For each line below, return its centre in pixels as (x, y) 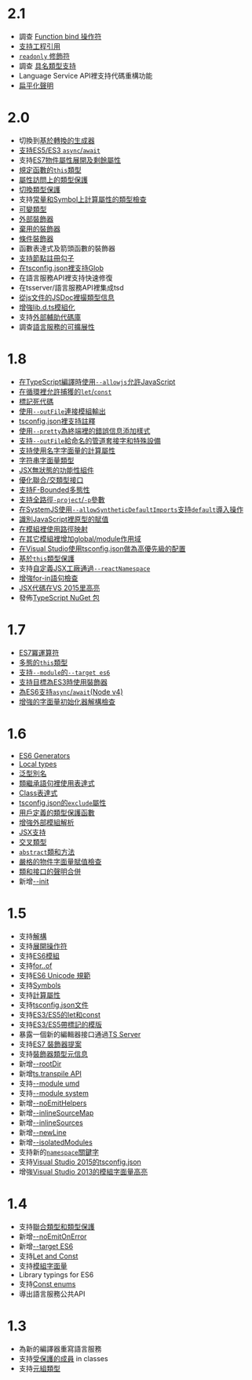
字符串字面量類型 (46, 460)
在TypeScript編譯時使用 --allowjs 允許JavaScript (97, 382)
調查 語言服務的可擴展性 (57, 327)
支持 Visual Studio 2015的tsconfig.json (80, 1162)
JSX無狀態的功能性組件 (57, 470)
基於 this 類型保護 (47, 558)
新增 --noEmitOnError (53, 1236)
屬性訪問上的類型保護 (53, 179)
